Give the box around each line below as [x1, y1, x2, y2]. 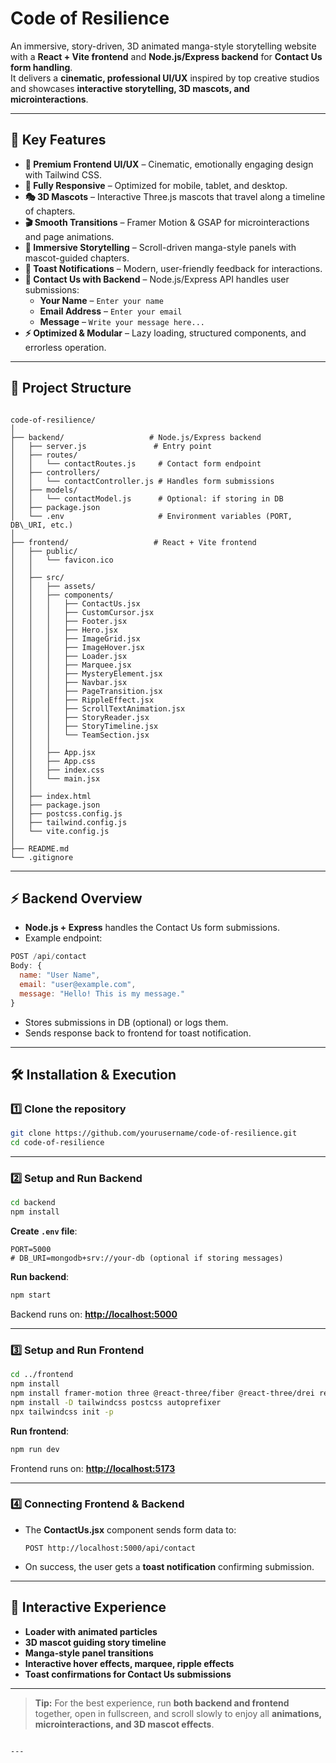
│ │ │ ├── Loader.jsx [10, 651, 128, 661]
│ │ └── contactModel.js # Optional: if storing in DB [10, 493, 284, 504]
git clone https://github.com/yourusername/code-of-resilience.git [10, 1128, 298, 1139]
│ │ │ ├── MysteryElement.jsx [10, 668, 163, 679]
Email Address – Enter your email [39, 305, 183, 317]
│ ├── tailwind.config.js [10, 817, 128, 827]
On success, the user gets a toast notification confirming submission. [24, 1560, 315, 1572]
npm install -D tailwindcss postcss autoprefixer [10, 1397, 222, 1407]
